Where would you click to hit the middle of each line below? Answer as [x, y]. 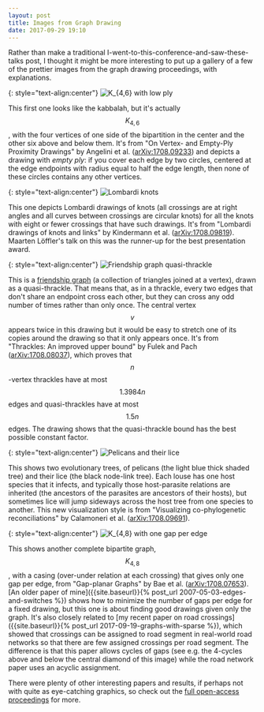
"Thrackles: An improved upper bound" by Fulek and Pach [103, 347]
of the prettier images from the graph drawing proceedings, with [113, 69]
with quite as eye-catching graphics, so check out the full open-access [124, 691]
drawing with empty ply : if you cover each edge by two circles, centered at [130, 160]
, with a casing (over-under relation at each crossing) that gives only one [126, 575]
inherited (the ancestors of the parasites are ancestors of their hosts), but [127, 493]
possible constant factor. [48, 437]
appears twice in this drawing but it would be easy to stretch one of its [123, 330]
